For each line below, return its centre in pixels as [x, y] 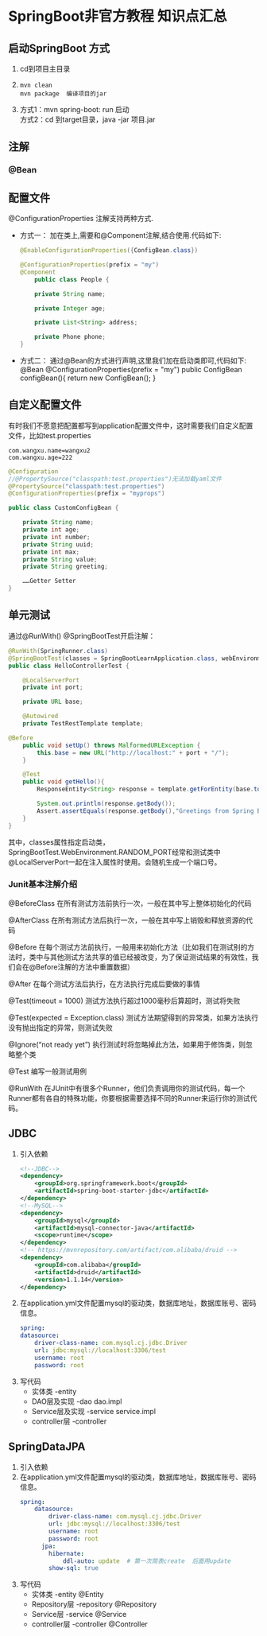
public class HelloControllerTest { [69, 666]
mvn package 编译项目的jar [63, 94]
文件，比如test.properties [50, 435]
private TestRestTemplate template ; [83, 724]
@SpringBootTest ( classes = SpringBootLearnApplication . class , [113, 658]
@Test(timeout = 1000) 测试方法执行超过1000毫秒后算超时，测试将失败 [124, 1001]
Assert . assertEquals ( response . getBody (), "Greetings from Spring [145, 811]
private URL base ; [53, 702]
